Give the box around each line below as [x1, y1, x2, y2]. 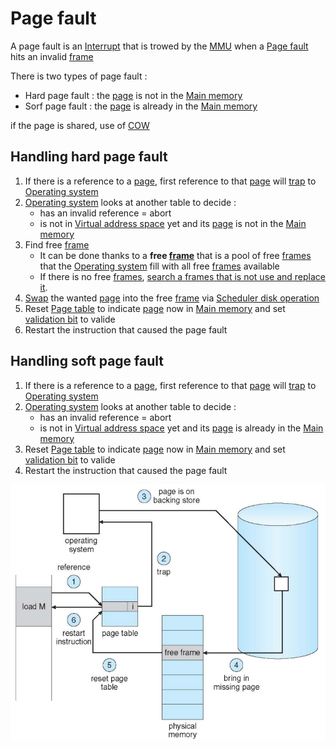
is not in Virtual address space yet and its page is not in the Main [39, 217, 307, 229]
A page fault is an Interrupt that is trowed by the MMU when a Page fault [10, 40, 309, 52]
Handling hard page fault [10, 148, 168, 166]
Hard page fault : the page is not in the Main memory [24, 89, 243, 101]
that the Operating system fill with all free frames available [39, 260, 280, 272]
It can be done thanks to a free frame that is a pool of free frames [39, 249, 312, 261]
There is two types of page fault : [10, 70, 148, 82]
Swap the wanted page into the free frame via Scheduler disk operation [24, 292, 320, 304]
